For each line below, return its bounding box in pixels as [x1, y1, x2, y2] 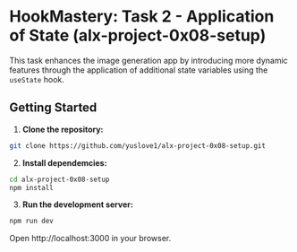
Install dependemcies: [21, 157, 107, 168]
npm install [9, 183, 54, 192]
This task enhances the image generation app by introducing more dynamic [9, 55, 288, 65]
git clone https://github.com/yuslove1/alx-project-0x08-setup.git [9, 141, 267, 150]
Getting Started [9, 100, 98, 116]
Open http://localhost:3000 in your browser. [9, 233, 172, 244]
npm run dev [9, 217, 54, 226]
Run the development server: [21, 199, 134, 210]
